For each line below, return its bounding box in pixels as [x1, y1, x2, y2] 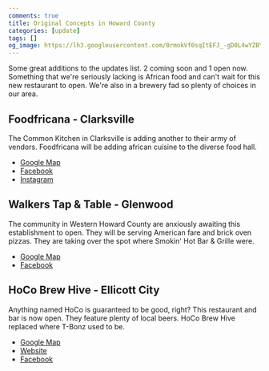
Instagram [19, 174, 54, 184]
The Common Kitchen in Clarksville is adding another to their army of [8, 133, 236, 143]
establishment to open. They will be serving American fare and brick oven [8, 228, 252, 237]
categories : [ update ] [8, 26, 81, 34]
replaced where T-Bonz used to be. [8, 321, 126, 331]
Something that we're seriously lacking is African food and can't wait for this [8, 72, 260, 82]
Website [19, 345, 48, 355]
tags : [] [8, 34, 38, 42]
